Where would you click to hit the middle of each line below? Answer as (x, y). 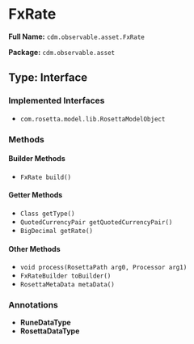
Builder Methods (37, 159)
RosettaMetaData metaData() (67, 285)
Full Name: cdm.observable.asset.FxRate (77, 36)
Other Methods (34, 248)
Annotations (33, 305)
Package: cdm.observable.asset (62, 52)
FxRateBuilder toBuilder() (65, 276)
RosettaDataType (50, 331)
